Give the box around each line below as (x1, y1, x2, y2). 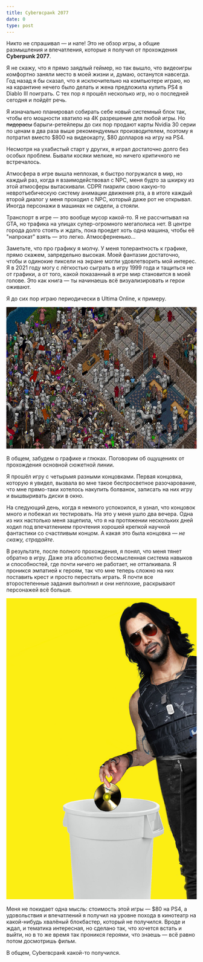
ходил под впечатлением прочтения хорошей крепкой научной (6, 523, 170, 530)
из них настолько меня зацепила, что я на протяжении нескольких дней (6, 517, 193, 524)
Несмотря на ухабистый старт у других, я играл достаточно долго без (6, 146, 188, 153)
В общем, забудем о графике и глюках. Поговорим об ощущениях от (6, 454, 185, 462)
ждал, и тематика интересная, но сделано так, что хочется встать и (6, 925, 182, 932)
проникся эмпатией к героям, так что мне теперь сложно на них (6, 567, 174, 574)
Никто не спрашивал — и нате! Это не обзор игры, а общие (6, 40, 160, 47)
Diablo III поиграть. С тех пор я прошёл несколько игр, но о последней (6, 90, 189, 97)
